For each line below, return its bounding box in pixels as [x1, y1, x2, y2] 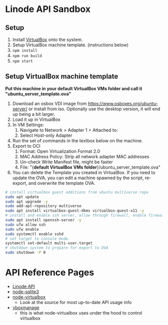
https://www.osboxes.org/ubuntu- [87, 100, 158, 106]
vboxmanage [12, 305, 40, 311]
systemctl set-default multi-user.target [5, 241, 93, 246]
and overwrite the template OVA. [28, 180, 95, 186]
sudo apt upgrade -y [5, 199, 48, 204]
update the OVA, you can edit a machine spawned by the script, [12, 175, 144, 181]
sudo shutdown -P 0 [5, 250, 46, 255]
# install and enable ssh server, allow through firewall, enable [5, 213, 146, 218]
